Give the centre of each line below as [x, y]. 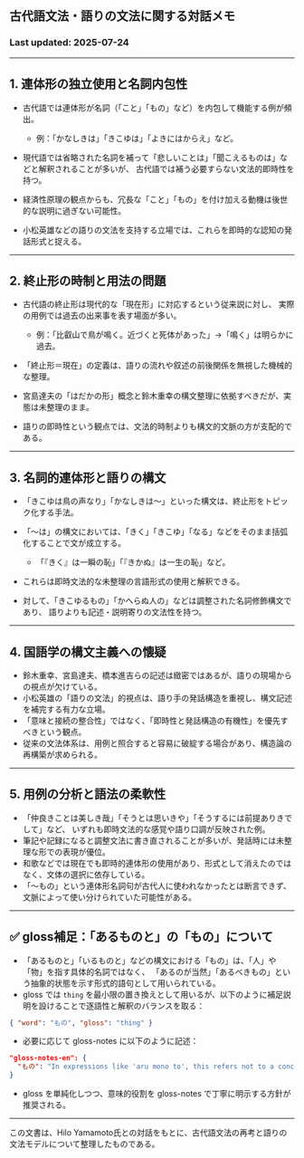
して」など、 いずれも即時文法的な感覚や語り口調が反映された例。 [146, 829]
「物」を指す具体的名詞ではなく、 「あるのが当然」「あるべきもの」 [148, 971]
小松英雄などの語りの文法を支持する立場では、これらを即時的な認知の [153, 230]
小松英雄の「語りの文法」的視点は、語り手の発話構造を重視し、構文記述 [157, 698]
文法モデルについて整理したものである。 [85, 1144]
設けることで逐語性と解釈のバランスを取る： [122, 1005]
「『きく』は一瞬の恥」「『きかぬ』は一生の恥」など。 [133, 562]
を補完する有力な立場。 [66, 709]
